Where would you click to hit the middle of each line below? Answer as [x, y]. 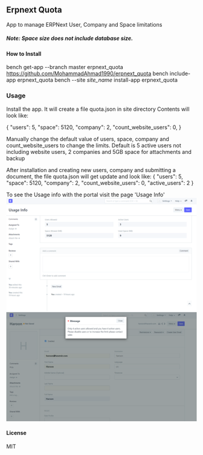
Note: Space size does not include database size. [70, 38]
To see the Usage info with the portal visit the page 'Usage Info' [85, 194]
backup [16, 158]
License [17, 433]
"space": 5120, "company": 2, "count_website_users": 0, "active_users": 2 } [100, 183]
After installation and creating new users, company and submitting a [91, 170]
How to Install [24, 53]
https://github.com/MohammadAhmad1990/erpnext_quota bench [87, 74]
